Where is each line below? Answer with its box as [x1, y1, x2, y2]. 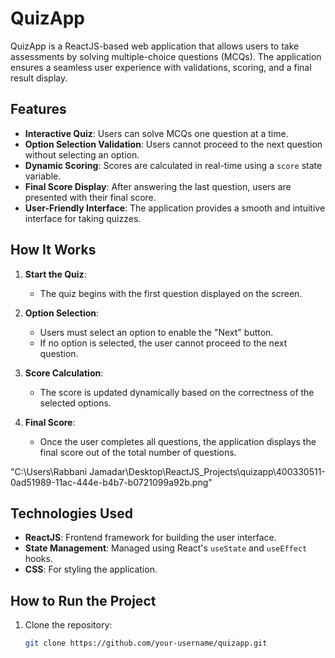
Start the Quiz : [24, 268, 87, 280]
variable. [24, 170, 62, 182]
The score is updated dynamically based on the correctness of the [39, 386, 315, 398]
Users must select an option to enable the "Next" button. [39, 326, 274, 338]
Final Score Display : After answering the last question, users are [24, 180, 292, 192]
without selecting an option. [24, 148, 140, 161]
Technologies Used [10, 505, 133, 522]
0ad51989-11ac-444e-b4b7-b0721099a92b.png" [10, 476, 213, 488]
